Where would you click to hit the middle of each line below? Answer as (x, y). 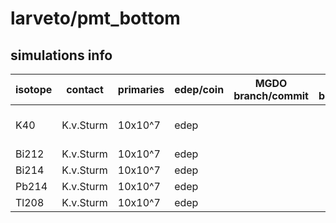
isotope (34, 89)
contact (85, 89)
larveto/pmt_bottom (95, 18)
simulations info (61, 55)
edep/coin (199, 89)
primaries (141, 89)
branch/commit (271, 95)
